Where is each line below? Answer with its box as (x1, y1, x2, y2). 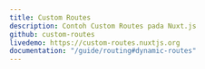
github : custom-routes (9, 30, 95, 39)
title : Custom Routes (9, 13, 92, 22)
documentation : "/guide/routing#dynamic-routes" (9, 47, 197, 56)
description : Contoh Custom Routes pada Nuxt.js (9, 22, 197, 30)
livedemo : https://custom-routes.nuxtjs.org (9, 38, 181, 47)
